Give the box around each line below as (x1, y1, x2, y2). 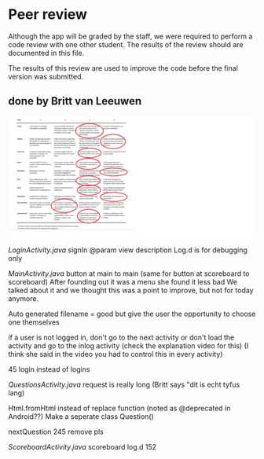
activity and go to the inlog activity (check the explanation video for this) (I (8, 341, 249, 351)
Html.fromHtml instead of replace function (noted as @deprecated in (8, 403, 231, 413)
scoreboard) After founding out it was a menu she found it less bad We (8, 277, 238, 287)
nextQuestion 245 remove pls (8, 427, 104, 437)
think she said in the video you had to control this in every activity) (8, 350, 223, 359)
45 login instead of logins (8, 365, 90, 374)
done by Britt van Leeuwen (8, 94, 142, 108)
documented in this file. (8, 48, 85, 57)
